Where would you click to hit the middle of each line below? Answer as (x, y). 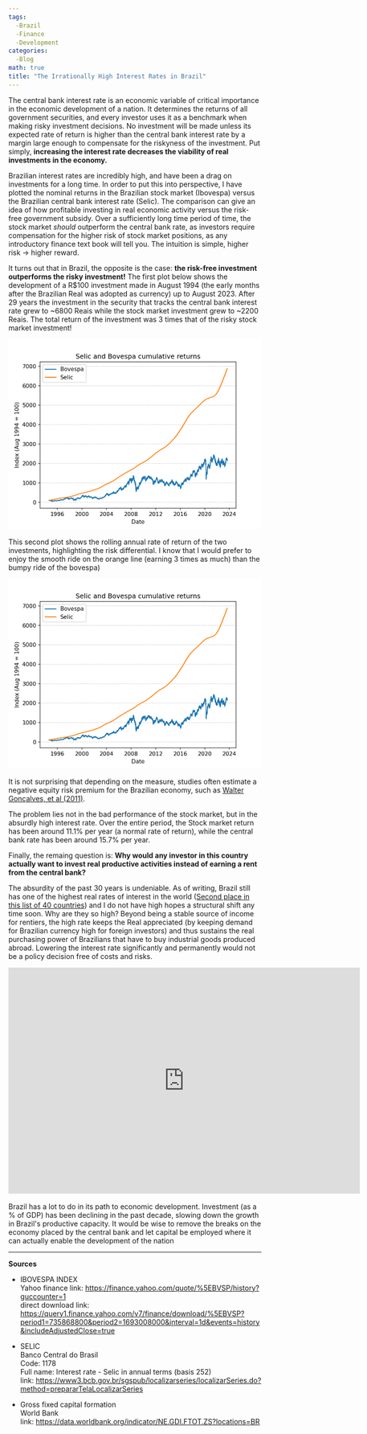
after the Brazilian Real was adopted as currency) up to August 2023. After (132, 293)
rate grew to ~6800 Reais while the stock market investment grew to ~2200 (133, 310)
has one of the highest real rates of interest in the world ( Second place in (129, 896)
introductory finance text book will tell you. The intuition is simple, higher (128, 244)
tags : (17, 17)
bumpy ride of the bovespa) (54, 567)
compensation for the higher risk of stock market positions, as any (118, 235)
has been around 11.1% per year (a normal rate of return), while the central (131, 831)
